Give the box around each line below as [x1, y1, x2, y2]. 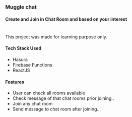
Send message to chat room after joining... [12, 106, 101, 112]
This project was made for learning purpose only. [5, 34, 107, 40]
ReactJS [12, 67, 30, 73]
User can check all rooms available [12, 90, 86, 96]
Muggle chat [5, 4, 37, 11]
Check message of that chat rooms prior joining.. [12, 95, 114, 101]
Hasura [12, 56, 28, 63]
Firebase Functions [12, 62, 53, 68]
